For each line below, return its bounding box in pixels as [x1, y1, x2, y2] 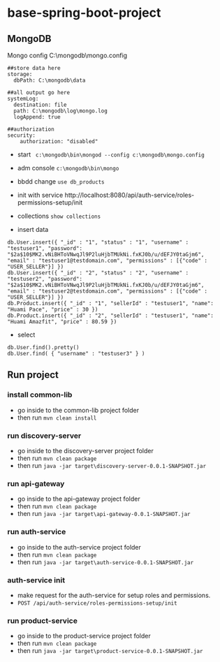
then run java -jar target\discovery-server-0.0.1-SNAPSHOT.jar [17, 461, 207, 469]
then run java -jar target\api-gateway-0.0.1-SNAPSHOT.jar [17, 510, 191, 518]
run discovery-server [7, 431, 82, 441]
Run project [7, 369, 59, 381]
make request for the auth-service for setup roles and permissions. [17, 591, 211, 599]
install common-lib [7, 390, 73, 399]
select [17, 330, 36, 339]
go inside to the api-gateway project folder [17, 494, 141, 503]
